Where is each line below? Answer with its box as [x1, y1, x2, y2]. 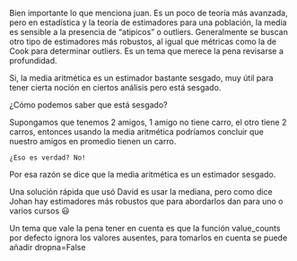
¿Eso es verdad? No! [9, 153, 87, 162]
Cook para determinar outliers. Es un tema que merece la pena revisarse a [9, 46, 284, 57]
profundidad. [9, 56, 57, 65]
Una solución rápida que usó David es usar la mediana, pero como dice [9, 187, 273, 196]
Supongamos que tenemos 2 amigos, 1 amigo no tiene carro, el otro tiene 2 [9, 117, 287, 127]
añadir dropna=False [9, 242, 86, 252]
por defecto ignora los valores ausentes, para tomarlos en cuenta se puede [9, 232, 288, 243]
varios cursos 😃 [9, 205, 70, 216]
